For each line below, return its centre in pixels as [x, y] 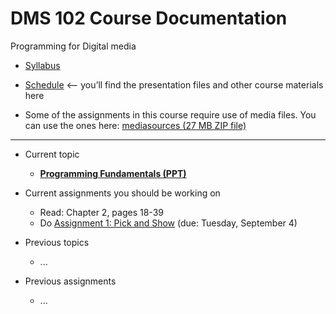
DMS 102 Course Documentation [149, 18]
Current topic [52, 154]
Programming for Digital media [73, 46]
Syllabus [42, 65]
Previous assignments [70, 281]
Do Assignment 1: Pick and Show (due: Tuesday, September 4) [168, 223]
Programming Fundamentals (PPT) [113, 173]
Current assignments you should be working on [122, 193]
